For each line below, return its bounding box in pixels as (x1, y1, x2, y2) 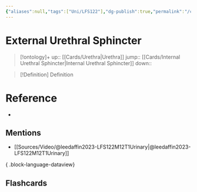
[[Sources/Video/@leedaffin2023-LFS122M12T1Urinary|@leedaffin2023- (14, 143, 191, 150)
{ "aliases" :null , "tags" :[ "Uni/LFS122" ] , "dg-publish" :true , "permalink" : (5, 8, 185, 15)
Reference (5, 92, 57, 105)
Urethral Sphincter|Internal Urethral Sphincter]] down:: (19, 59, 152, 66)
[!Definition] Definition (19, 71, 74, 78)
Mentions (5, 127, 42, 138)
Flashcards (5, 178, 48, 188)
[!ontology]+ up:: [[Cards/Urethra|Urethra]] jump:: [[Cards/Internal (19, 53, 181, 60)
